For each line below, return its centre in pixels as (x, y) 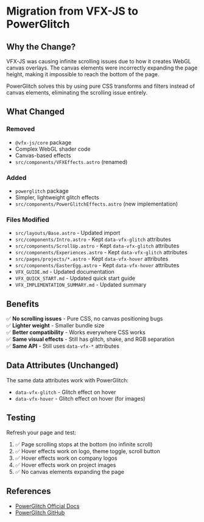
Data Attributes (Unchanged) (62, 366)
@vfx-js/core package (43, 142)
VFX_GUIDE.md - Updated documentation (65, 272)
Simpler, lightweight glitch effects (57, 197)
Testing (21, 418)
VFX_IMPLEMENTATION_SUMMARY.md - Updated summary (81, 285)
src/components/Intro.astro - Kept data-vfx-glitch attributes (93, 240)
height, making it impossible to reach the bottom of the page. (83, 74)
